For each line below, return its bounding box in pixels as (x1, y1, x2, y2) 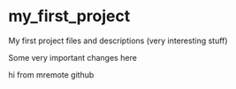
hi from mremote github (8, 69, 95, 80)
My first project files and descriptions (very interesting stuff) (8, 35, 228, 46)
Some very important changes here (8, 52, 138, 63)
